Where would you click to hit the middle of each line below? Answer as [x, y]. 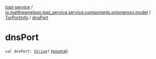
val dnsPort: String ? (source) [37, 51]
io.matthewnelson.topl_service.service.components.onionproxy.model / [78, 12]
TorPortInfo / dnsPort [27, 17]
